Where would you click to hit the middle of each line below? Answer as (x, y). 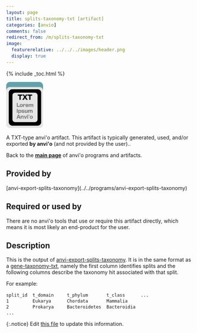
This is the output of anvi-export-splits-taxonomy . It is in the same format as (99, 260)
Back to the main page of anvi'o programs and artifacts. (74, 155)
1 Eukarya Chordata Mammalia (67, 301)
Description (28, 246)
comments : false (26, 31)
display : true (29, 56)
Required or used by (44, 207)
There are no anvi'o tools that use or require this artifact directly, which (92, 221)
